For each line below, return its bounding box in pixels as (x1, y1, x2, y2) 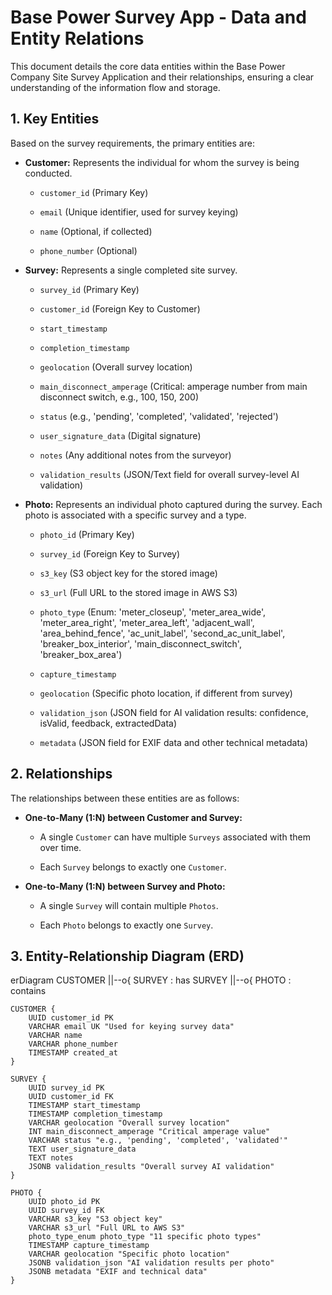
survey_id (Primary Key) (39, 283, 140, 295)
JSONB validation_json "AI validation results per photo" (28, 1258, 275, 1268)
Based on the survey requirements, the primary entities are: (10, 137, 255, 149)
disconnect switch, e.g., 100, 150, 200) (39, 391, 200, 403)
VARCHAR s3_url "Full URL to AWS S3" (28, 1223, 186, 1233)
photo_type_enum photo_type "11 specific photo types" (28, 1232, 262, 1242)
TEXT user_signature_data (28, 1144, 137, 1155)
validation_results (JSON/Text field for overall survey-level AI (39, 468, 300, 480)
